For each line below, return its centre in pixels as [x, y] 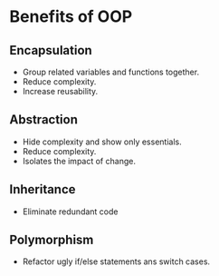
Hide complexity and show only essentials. [102, 142]
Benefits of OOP [71, 17]
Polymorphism [52, 240]
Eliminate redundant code [70, 212]
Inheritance [43, 189]
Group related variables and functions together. [111, 72]
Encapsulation [51, 50]
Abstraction [44, 120]
